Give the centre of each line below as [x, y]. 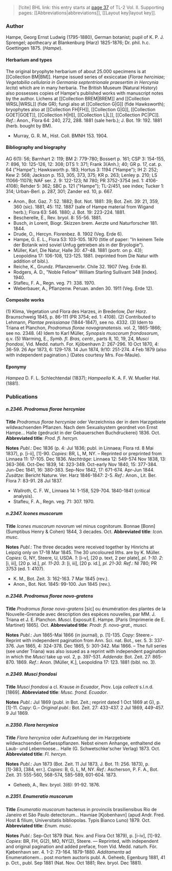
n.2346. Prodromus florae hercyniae [46, 409]
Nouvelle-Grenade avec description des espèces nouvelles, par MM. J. [81, 614]
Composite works [25, 300]
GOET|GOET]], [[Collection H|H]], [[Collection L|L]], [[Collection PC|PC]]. [83, 115]
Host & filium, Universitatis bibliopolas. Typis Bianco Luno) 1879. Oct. [78, 820]
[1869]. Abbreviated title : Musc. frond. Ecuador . [57, 692]
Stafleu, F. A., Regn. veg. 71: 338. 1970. [54, 283]
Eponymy [16, 367]
